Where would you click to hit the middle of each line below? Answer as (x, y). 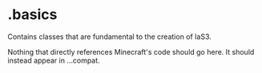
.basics (32, 15)
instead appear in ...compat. (54, 60)
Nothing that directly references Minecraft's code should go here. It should (131, 52)
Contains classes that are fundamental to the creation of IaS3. (109, 36)
